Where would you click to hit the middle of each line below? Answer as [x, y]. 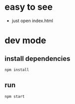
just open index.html [32, 21]
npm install [17, 70]
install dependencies [37, 59]
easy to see [29, 7]
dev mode [25, 40]
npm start [15, 96]
